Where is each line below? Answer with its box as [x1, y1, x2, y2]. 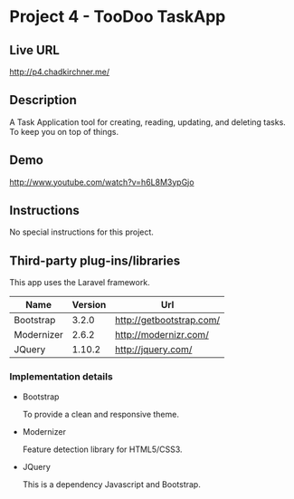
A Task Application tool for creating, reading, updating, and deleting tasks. [9, 116, 287, 128]
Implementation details [9, 370, 113, 383]
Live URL [9, 43, 61, 58]
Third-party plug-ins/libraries [9, 253, 181, 268]
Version [71, 299, 107, 312]
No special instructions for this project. [9, 226, 154, 237]
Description [9, 92, 77, 108]
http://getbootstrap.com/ [114, 314, 221, 327]
